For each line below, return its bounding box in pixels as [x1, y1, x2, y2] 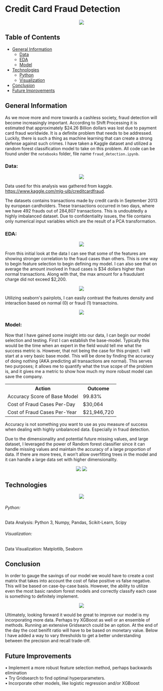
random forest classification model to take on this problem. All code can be [5, 145, 155, 151]
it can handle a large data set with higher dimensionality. [5, 457, 118, 462]
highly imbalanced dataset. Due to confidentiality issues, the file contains [5, 213, 151, 219]
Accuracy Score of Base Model [7, 393, 79, 400]
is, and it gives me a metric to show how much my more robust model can [5, 369, 153, 374]
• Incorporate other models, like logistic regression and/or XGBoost [5, 680, 140, 686]
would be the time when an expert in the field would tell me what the [5, 343, 142, 349]
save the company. [5, 373, 43, 380]
